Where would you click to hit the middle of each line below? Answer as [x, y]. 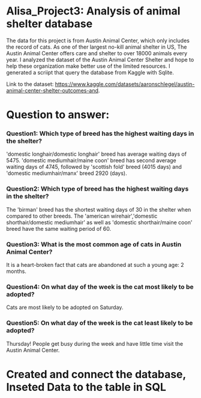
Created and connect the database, [96, 374]
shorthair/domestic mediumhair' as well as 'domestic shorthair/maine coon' [99, 222]
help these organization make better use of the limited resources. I [88, 66]
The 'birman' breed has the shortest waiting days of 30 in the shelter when [99, 209]
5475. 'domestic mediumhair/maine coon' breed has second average [91, 161]
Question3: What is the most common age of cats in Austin [94, 244]
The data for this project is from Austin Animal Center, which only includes [98, 40]
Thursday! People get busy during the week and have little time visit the [95, 343]
